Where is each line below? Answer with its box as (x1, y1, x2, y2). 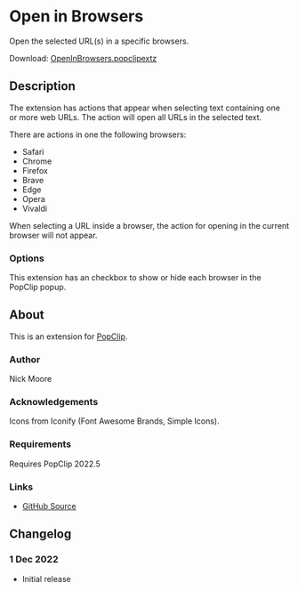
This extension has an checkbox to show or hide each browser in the (9, 272, 262, 283)
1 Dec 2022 (9, 554, 59, 566)
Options (9, 252, 44, 264)
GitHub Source (21, 501, 77, 512)
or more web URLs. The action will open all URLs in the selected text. (9, 111, 262, 122)
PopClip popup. (9, 282, 67, 293)
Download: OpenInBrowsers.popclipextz (9, 53, 157, 63)
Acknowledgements (9, 396, 99, 409)
